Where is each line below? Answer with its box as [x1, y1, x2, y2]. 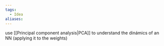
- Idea [9, 12, 23, 17]
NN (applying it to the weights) [5, 35, 68, 41]
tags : [5, 7, 16, 12]
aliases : [5, 16, 23, 21]
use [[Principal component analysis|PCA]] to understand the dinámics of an [5, 30, 160, 36]
